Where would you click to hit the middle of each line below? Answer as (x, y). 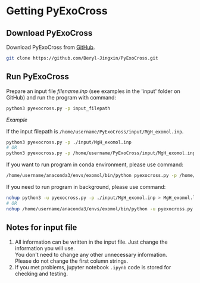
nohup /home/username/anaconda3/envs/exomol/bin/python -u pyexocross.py (100, 209)
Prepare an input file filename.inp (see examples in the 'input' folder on (93, 91)
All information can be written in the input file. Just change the (91, 242)
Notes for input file (42, 228)
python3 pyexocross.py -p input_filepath (58, 108)
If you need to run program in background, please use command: (86, 187)
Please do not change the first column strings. (71, 261)
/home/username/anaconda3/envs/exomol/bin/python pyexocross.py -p (92, 176)
